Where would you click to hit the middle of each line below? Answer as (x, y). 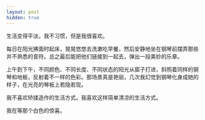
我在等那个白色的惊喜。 (36, 110)
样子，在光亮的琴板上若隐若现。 (46, 84)
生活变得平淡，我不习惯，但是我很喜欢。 (57, 36)
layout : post (23, 12)
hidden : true (23, 18)
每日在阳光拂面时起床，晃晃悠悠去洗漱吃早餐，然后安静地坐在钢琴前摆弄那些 (103, 49)
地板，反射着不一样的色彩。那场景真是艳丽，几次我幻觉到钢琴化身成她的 (108, 77)
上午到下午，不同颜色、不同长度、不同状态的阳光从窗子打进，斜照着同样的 (100, 69)
